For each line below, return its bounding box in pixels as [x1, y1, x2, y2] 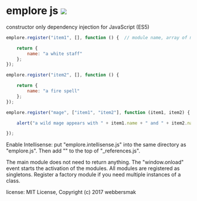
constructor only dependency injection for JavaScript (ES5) [6, 23, 150, 30]
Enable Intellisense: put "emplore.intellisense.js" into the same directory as [6, 141, 186, 148]
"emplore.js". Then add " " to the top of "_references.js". [6, 147, 141, 154]
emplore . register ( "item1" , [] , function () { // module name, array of [6, 34, 188, 40]
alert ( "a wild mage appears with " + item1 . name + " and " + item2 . [16, 120, 188, 126]
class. [6, 177, 21, 185]
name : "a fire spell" [27, 88, 80, 94]
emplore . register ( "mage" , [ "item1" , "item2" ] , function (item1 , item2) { [6, 109, 191, 115]
